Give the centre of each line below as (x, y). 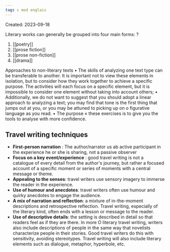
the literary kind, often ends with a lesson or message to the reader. (83, 212)
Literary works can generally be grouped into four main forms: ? (72, 34)
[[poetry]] (23, 44)
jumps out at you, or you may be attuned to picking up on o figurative (77, 108)
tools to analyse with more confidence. (46, 119)
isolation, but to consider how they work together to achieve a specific (79, 81)
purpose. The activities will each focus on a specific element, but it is (77, 86)
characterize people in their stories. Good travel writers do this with (83, 233)
